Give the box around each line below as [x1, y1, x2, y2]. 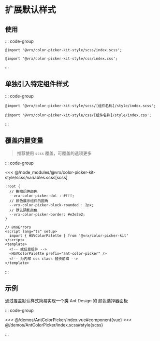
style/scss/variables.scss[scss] [5, 174, 68, 180]
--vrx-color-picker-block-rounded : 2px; [9, 202, 94, 207]
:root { [5, 184, 21, 189]
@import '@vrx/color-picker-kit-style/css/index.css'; [5, 56, 118, 61]
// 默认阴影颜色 [9, 208, 38, 213]
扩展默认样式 [5, 4, 57, 15]
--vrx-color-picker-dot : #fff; [9, 193, 75, 198]
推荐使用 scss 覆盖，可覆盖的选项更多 [16, 150, 92, 156]
